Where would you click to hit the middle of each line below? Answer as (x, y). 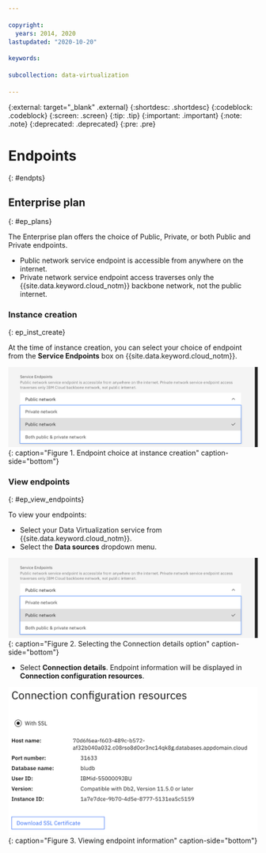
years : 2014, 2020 (46, 33)
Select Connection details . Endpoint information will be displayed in (131, 668)
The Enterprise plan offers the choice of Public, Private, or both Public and (129, 237)
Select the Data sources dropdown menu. (88, 547)
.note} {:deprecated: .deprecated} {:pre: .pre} (82, 123)
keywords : (25, 59)
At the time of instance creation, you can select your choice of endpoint (125, 347)
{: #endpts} (27, 177)
